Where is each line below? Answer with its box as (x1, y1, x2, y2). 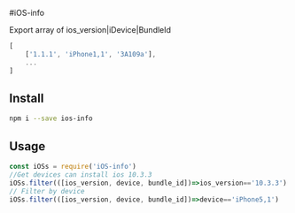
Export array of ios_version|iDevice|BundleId (9, 25, 171, 34)
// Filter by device (9, 186, 86, 195)
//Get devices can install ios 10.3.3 (9, 170, 152, 179)
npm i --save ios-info (9, 114, 93, 123)
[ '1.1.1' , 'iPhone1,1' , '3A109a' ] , (25, 49, 157, 58)
